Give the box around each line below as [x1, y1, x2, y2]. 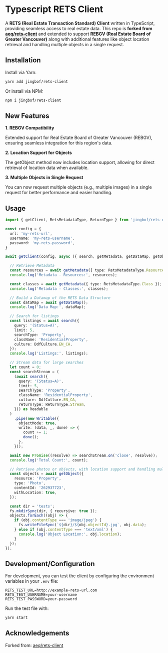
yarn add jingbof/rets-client [5, 79, 68, 84]
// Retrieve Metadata [9, 263, 55, 268]
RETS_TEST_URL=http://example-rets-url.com [5, 588, 97, 593]
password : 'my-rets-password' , [9, 240, 75, 245]
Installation [5, 56, 41, 65]
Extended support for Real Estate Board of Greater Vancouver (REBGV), [5, 134, 152, 141]
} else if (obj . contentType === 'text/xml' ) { [14, 527, 113, 532]
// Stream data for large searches [9, 360, 84, 365]
